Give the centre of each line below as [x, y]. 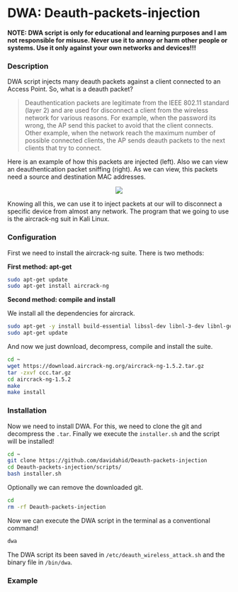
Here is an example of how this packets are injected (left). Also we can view [118, 162]
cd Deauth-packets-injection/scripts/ [64, 467]
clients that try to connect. [63, 148]
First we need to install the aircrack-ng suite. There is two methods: [106, 252]
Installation [27, 411]
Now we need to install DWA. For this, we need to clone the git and [104, 426]
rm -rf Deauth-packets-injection [57, 507]
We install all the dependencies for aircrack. [72, 313]
